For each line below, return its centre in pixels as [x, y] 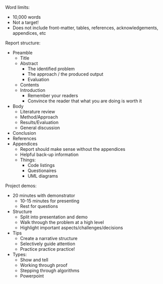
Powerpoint [32, 276]
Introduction [33, 90]
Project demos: [21, 186]
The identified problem [51, 69]
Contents [29, 85]
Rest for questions [39, 206]
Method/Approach [39, 117]
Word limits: [18, 7]
